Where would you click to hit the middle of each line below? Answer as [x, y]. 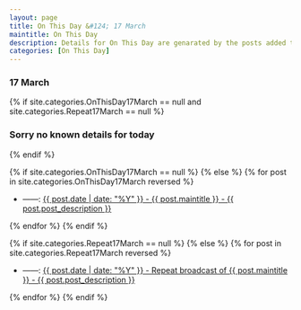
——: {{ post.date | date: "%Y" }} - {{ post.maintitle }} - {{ [128, 199]
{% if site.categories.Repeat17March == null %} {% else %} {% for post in [146, 243]
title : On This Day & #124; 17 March [77, 26]
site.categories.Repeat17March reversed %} [90, 252]
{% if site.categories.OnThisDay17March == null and [105, 102]
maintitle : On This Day [54, 34]
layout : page [34, 18]
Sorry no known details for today [82, 135]
